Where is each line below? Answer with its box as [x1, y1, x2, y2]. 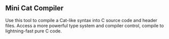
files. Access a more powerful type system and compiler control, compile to [5, 22, 164, 28]
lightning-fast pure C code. [5, 27, 62, 34]
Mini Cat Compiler [5, 4, 64, 12]
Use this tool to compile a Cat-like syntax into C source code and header [5, 17, 158, 23]
